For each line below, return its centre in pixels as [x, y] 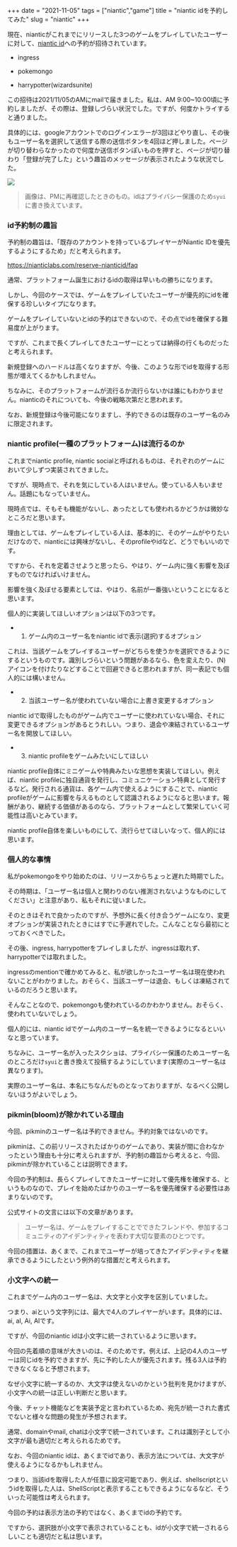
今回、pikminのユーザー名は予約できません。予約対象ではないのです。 [110, 1132]
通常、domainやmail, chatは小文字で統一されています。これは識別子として [116, 1432]
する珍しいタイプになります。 [57, 304]
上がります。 [44, 328]
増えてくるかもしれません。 [60, 376]
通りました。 [32, 117]
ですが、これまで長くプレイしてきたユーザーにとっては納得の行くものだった [118, 343]
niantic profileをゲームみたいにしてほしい [88, 755]
